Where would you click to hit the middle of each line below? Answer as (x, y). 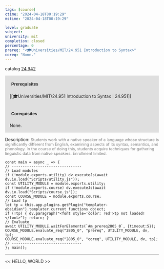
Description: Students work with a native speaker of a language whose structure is (82, 139)
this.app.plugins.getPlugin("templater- (66, 205)
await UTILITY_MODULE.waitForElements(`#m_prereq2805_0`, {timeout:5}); (81, 226)
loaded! (137, 213)
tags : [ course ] (20, 10)
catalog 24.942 (20, 68)
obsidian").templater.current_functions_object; (55, 209)
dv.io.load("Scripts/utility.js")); (42, 179)
